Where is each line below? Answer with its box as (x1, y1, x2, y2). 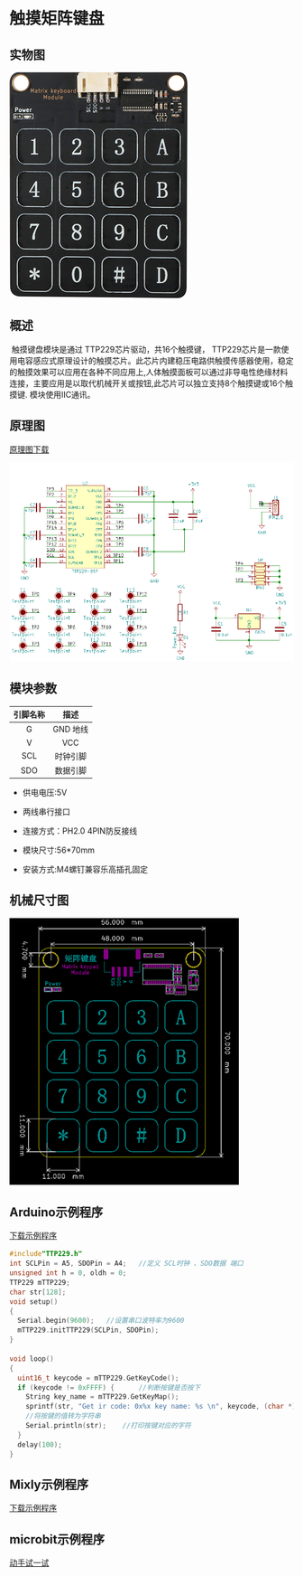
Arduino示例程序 (9, 1204, 104, 1220)
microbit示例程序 (9, 1532, 106, 1547)
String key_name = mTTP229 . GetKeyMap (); (25, 1392, 179, 1401)
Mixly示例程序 (9, 1477, 88, 1492)
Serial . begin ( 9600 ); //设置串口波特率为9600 (17, 1316, 185, 1326)
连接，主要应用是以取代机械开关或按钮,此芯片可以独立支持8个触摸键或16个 (9, 377, 286, 389)
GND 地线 (52, 724, 88, 735)
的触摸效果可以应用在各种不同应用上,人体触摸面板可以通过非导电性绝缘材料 (9, 366, 289, 377)
